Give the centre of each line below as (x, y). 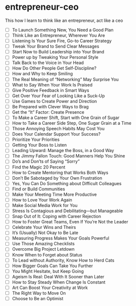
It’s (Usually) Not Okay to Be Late (45, 233)
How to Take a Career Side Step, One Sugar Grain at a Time (72, 123)
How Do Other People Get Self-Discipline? (54, 68)
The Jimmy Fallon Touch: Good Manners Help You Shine (68, 156)
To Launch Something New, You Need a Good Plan (63, 30)
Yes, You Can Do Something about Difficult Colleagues (67, 183)
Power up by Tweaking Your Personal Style (55, 57)
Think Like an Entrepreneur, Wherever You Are (59, 35)
